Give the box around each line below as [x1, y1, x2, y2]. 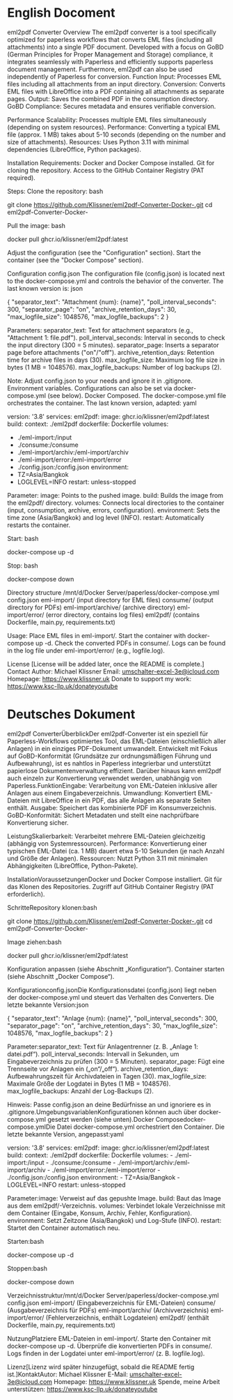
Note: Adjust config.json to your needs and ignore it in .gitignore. [7, 376, 193, 385]
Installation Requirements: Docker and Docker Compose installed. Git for [7, 158, 215, 167]
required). [7, 173, 36, 182]
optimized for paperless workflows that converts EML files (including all [7, 35, 213, 43]
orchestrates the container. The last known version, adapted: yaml [7, 399, 197, 407]
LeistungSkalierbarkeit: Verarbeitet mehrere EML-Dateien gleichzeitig [7, 832, 206, 840]
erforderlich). [7, 890, 45, 898]
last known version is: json [7, 284, 83, 292]
